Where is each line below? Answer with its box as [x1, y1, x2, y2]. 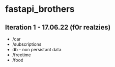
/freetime [12, 52, 31, 58]
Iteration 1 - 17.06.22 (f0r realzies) [5, 23, 111, 32]
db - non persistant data [12, 47, 61, 52]
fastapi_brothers [5, 3, 75, 15]
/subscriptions [12, 41, 42, 47]
